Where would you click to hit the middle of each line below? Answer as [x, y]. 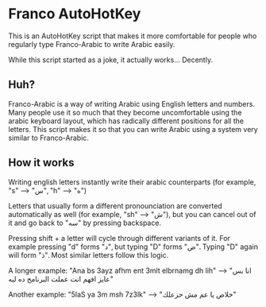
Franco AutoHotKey [75, 14]
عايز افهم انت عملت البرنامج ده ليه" [61, 278]
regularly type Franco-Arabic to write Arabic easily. [92, 44]
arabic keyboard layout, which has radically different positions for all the [126, 121]
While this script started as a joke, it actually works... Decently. [110, 60]
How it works [41, 163]
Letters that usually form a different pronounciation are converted [115, 206]
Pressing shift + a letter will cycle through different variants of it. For [119, 238]
